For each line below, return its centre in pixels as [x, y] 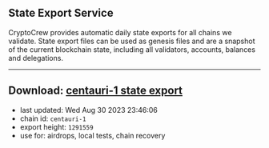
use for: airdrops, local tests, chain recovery [92, 135]
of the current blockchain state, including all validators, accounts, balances [132, 49]
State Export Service [61, 13]
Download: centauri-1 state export [95, 91]
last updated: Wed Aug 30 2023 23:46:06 [89, 110]
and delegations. [36, 58]
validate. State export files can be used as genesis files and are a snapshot [132, 41]
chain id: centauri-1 [53, 118]
